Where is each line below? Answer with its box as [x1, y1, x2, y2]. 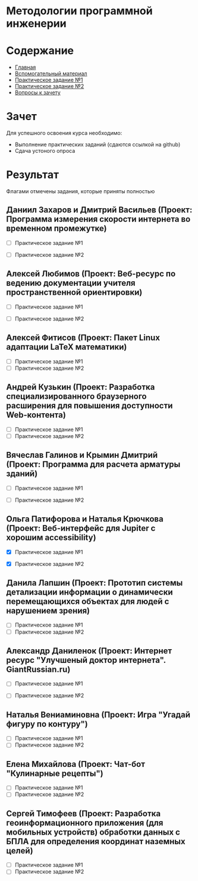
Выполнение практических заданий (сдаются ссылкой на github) [14, 141, 181, 148]
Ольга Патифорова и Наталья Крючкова [6, 514, 164, 524]
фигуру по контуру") [6, 719, 88, 729]
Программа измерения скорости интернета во [6, 214, 191, 224]
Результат [6, 168, 59, 182]
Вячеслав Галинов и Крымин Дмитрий [6, 450, 158, 460]
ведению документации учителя [6, 278, 136, 288]
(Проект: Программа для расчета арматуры [6, 460, 181, 470]
